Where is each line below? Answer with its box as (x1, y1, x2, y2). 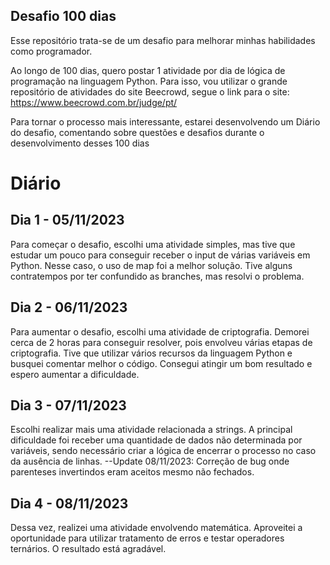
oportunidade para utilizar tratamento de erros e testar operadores (10, 532, 285, 544)
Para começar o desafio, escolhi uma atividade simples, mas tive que (10, 238, 296, 250)
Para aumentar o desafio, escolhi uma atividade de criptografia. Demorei (10, 325, 310, 338)
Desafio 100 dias (10, 8, 117, 25)
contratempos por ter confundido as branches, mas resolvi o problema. (10, 270, 305, 282)
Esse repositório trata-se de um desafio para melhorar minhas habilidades (10, 34, 316, 46)
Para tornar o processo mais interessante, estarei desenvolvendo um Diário (10, 115, 321, 128)
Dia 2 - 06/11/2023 (10, 299, 128, 316)
